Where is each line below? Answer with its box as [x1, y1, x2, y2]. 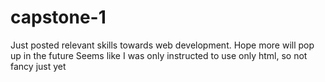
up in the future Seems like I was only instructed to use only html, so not [10, 49, 308, 61]
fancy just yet [10, 60, 67, 72]
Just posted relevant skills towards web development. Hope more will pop [10, 39, 315, 51]
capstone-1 [10, 6, 107, 29]
